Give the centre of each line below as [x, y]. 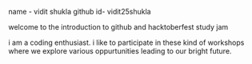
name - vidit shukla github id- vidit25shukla [80, 12]
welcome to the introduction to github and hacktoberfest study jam [118, 27]
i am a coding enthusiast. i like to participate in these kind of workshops [126, 42]
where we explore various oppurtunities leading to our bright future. [120, 51]
